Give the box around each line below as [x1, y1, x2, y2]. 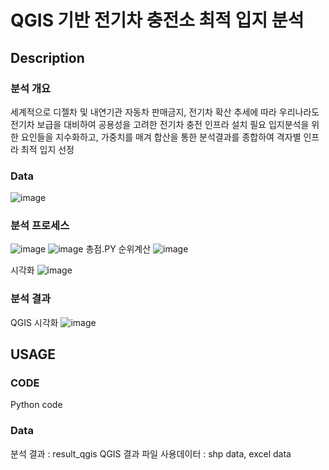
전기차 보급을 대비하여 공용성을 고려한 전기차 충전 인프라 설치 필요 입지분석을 [10, 118, 310, 130]
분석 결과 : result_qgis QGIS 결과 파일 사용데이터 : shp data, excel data [10, 447, 292, 460]
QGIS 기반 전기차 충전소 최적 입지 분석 [10, 9, 305, 32]
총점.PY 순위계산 [85, 243, 152, 255]
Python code [10, 399, 63, 411]
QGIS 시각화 [10, 316, 59, 328]
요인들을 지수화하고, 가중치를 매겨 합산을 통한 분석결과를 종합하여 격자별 [20, 131, 302, 143]
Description [10, 49, 85, 66]
